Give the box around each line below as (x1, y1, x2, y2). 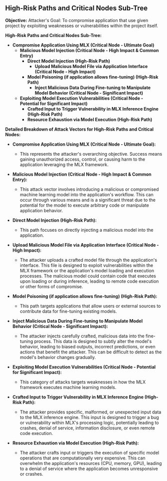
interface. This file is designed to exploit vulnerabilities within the (19, 262, 154, 268)
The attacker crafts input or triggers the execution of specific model (19, 449, 160, 455)
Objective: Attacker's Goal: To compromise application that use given (5, 17, 149, 23)
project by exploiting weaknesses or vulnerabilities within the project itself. (5, 23, 159, 29)
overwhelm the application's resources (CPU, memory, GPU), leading (19, 460, 162, 466)
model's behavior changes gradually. (19, 354, 96, 360)
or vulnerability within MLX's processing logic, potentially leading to (19, 419, 159, 425)
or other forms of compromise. (19, 283, 83, 289)
